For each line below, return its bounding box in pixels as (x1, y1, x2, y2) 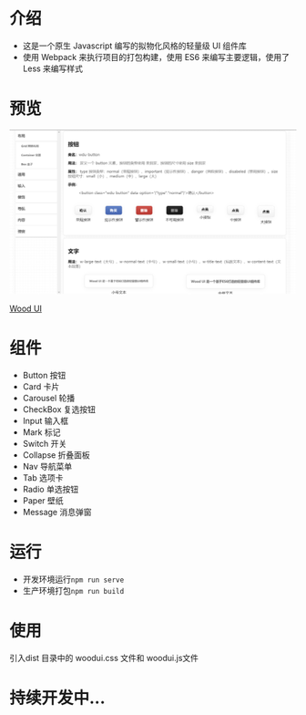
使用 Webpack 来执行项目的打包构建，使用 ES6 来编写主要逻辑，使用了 (22, 51, 290, 62)
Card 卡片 (22, 380, 60, 392)
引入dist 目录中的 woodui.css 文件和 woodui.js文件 (9, 652, 199, 663)
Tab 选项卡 (22, 471, 64, 483)
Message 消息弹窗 (22, 506, 92, 517)
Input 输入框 (22, 415, 69, 426)
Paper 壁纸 (22, 494, 64, 506)
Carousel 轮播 (22, 392, 76, 403)
